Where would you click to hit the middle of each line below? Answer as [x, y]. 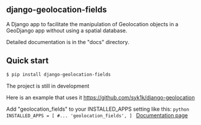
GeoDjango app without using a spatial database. [67, 30]
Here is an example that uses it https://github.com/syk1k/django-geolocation [100, 97]
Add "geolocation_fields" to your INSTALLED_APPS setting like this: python [98, 109]
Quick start [28, 61]
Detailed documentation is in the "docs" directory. [68, 42]
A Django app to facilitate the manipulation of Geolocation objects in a [92, 24]
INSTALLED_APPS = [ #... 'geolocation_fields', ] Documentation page [97, 115]
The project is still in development [48, 86]
